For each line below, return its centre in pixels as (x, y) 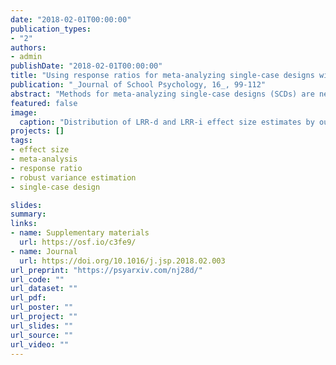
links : (24, 224)
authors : (28, 47)
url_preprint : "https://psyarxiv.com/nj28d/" (106, 270)
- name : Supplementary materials (80, 233)
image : (24, 112)
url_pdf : (28, 298)
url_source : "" (42, 335)
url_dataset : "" (44, 289)
